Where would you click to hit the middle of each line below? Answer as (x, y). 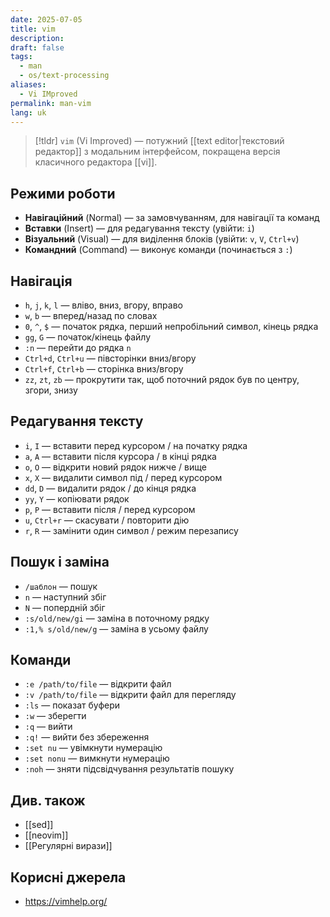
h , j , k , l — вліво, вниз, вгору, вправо (103, 305)
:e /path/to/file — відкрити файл (98, 684)
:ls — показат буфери (72, 705)
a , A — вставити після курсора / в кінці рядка (120, 456)
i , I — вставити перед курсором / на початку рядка (136, 445)
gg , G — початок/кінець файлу (88, 337)
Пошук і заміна (60, 562)
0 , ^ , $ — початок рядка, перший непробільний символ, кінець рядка (171, 326)
